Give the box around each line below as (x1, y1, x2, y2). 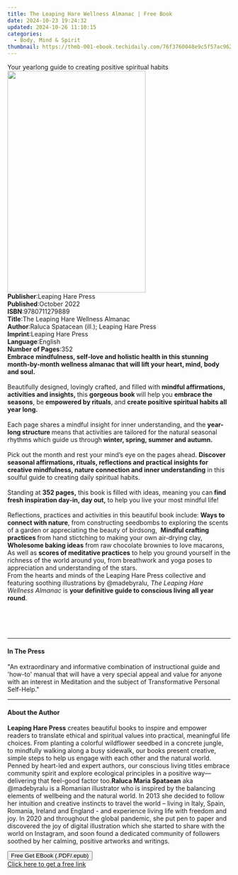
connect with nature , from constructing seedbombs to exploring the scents (7, 519, 229, 527)
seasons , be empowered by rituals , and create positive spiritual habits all (7, 398, 227, 406)
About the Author (7, 708, 60, 717)
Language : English (7, 338, 61, 346)
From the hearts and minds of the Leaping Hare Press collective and (7, 571, 206, 579)
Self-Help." (7, 686, 40, 694)
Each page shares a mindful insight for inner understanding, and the (7, 420, 206, 429)
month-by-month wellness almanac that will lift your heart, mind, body (7, 360, 220, 368)
